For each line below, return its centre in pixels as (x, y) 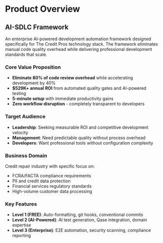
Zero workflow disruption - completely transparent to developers (78, 104)
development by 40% (34, 83)
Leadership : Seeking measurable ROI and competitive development (80, 127)
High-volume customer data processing (52, 191)
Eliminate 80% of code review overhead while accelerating (72, 78)
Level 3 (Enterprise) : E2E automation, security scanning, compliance (81, 230)
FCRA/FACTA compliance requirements (51, 175)
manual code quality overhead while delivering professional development (79, 49)
